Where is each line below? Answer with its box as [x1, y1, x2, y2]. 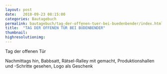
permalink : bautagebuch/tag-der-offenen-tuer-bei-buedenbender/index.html [5, 21, 164, 26]
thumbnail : [5, 30, 28, 35]
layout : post [5, 7, 32, 12]
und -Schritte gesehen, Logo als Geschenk [5, 63, 93, 69]
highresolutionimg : [5, 35, 46, 40]
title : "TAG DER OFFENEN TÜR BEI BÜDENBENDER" [5, 26, 106, 31]
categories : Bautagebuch [5, 16, 57, 21]
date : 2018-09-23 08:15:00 [5, 12, 66, 17]
